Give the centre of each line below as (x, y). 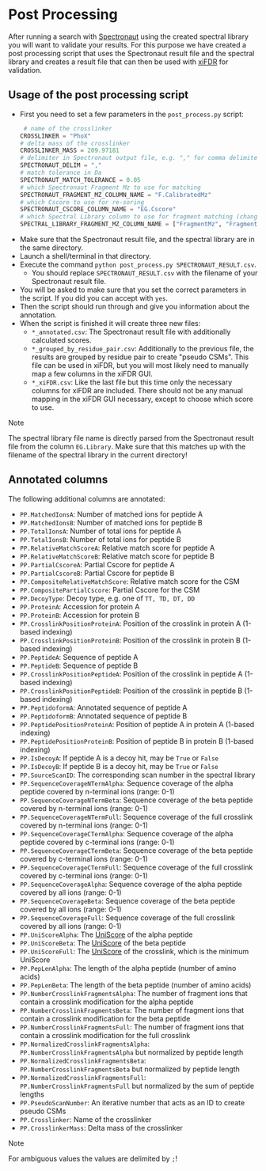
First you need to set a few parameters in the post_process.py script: (131, 114)
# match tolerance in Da (61, 172)
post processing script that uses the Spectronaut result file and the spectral (131, 53)
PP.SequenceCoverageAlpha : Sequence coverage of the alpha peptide (131, 884)
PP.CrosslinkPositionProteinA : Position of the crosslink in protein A (130, 623)
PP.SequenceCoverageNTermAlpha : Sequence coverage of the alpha (126, 783)
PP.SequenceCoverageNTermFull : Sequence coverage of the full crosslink (136, 817)
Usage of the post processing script (99, 95)
